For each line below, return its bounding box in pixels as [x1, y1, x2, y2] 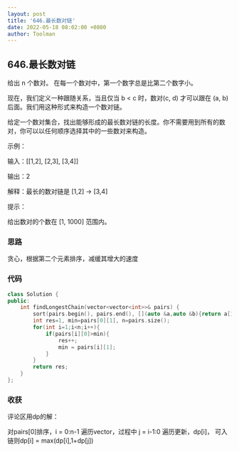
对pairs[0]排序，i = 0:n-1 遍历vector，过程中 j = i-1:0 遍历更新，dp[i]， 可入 [7, 428, 228, 436]
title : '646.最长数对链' [7, 17, 76, 24]
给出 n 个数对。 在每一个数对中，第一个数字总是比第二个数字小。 [7, 79, 198, 88]
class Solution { [7, 290, 59, 298]
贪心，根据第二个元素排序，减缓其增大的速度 [7, 254, 139, 263]
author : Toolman [7, 30, 55, 38]
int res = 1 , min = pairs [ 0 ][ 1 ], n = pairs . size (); [33, 317, 171, 325]
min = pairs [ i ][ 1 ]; [58, 343, 116, 351]
